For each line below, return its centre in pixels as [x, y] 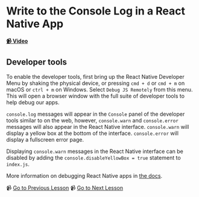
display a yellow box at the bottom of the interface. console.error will [93, 133]
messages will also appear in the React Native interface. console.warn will [98, 127]
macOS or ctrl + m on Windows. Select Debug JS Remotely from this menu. [99, 89]
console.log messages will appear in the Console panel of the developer [96, 114]
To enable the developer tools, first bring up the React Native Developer [96, 77]
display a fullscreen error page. [45, 139]
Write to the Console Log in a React [96, 11]
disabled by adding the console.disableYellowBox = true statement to [93, 157]
